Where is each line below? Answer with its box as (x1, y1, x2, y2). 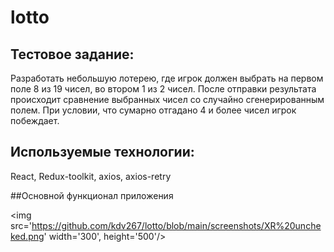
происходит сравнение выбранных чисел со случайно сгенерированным (10, 94, 325, 105)
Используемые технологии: (10, 144, 195, 161)
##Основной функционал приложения (10, 189, 174, 201)
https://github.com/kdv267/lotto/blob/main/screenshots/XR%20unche (31, 219, 322, 231)
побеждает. (10, 115, 60, 126)
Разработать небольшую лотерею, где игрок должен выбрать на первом (10, 72, 324, 84)
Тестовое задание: (10, 46, 135, 63)
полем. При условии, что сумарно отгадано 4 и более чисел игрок (10, 104, 297, 116)
